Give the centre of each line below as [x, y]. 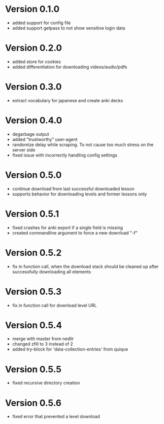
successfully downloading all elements [51, 271]
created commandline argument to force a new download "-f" [75, 232]
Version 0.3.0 [33, 87]
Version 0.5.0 [33, 175]
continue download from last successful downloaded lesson [73, 189]
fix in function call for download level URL [54, 305]
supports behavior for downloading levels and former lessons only [80, 194]
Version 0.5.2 [33, 252]
